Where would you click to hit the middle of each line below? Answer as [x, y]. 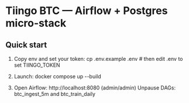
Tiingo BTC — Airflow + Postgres [87, 11]
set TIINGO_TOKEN [37, 65]
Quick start [26, 45]
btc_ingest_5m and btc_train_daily [55, 94]
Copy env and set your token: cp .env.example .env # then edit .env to [98, 59]
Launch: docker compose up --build [58, 76]
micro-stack [36, 23]
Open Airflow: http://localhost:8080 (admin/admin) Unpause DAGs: [95, 88]
